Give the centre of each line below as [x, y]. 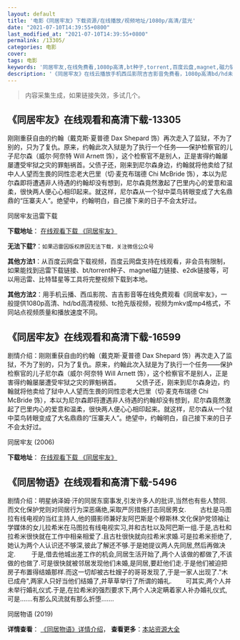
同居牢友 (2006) [31, 442]
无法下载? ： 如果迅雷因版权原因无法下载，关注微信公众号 [81, 246]
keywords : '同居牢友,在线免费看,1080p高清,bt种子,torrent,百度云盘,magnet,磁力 [119, 67]
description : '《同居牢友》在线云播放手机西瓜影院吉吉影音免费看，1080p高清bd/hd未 [120, 74]
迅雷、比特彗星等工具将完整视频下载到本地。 [85, 279]
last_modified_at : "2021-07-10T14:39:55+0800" [78, 34]
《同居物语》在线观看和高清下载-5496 [92, 482]
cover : [17, 54]
